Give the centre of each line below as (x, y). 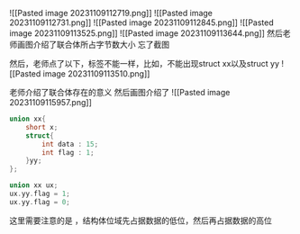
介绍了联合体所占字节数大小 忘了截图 (101, 45)
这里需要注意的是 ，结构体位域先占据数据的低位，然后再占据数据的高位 (141, 220)
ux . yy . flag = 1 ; (40, 193)
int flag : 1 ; (68, 152)
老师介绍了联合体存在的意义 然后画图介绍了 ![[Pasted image (120, 92)
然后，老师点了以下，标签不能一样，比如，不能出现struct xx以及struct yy (145, 63)
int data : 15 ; (70, 144)
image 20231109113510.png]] (96, 74)
